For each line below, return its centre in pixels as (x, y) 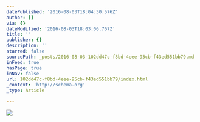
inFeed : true (23, 62)
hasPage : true (24, 68)
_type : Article (26, 91)
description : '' (27, 46)
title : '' (19, 34)
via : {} (16, 23)
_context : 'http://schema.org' (46, 85)
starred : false (26, 51)
